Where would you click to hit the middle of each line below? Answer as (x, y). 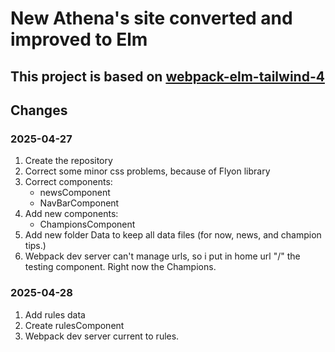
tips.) (35, 246)
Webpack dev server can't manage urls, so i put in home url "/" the (162, 256)
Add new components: (71, 214)
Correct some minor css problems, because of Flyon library (147, 171)
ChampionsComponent (87, 224)
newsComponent (75, 193)
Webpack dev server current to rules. (102, 336)
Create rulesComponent (74, 325)
